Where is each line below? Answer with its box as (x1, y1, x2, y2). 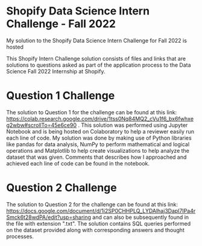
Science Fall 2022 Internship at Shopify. (6, 67, 106, 75)
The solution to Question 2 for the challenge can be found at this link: (6, 200, 178, 208)
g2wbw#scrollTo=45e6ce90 (6, 121, 77, 129)
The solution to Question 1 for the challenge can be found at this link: (6, 108, 177, 115)
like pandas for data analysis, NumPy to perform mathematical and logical (6, 140, 190, 148)
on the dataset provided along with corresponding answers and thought (6, 226, 185, 233)
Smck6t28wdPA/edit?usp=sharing (6, 214, 92, 221)
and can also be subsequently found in (92, 214, 189, 221)
